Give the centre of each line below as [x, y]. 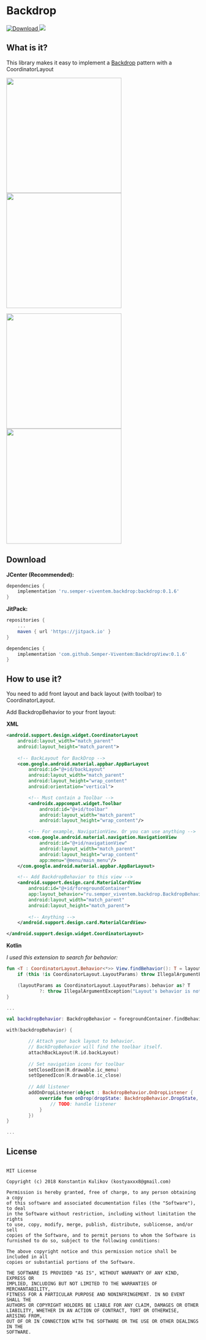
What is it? [27, 48]
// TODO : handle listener [83, 1104]
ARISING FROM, [25, 1316]
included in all [27, 1256]
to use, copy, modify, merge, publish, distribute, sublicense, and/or [100, 1225]
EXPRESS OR [20, 1278]
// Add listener [49, 1087]
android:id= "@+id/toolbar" [74, 809]
